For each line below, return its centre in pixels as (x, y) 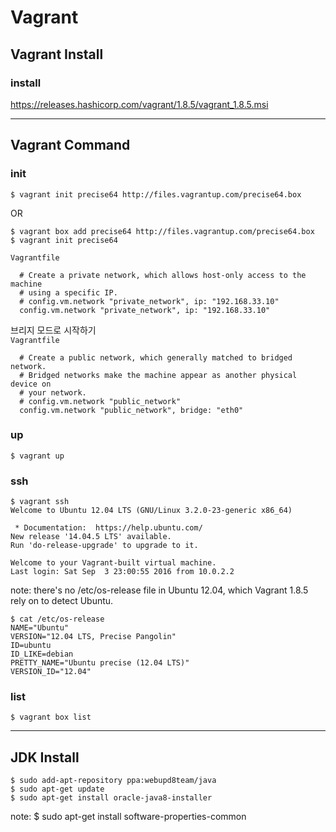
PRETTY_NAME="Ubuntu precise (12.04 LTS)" (100, 663)
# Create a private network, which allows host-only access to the (163, 275)
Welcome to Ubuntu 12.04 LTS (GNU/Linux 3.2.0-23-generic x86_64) (151, 511)
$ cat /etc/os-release (57, 619)
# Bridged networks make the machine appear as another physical (158, 375)
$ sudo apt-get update (57, 789)
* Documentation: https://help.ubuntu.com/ (108, 528)
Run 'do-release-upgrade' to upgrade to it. (104, 546)
